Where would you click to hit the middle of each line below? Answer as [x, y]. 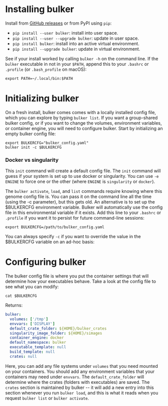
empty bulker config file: [31, 134]
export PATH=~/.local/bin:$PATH [39, 78]
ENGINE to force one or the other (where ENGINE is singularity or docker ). [80, 181]
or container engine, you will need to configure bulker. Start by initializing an [84, 128]
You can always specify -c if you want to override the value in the [73, 237]
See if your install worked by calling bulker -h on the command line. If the [82, 58]
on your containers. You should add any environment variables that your [80, 371]
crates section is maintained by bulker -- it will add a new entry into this [80, 387]
